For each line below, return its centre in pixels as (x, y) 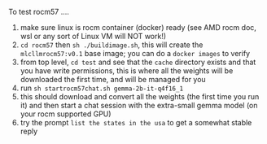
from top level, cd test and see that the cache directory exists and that (138, 62)
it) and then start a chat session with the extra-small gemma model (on (139, 105)
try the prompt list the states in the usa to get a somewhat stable (136, 122)
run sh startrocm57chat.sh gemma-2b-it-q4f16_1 (102, 88)
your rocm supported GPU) (66, 114)
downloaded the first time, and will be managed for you (113, 79)
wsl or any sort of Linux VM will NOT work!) (93, 36)
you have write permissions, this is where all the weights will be (127, 71)
